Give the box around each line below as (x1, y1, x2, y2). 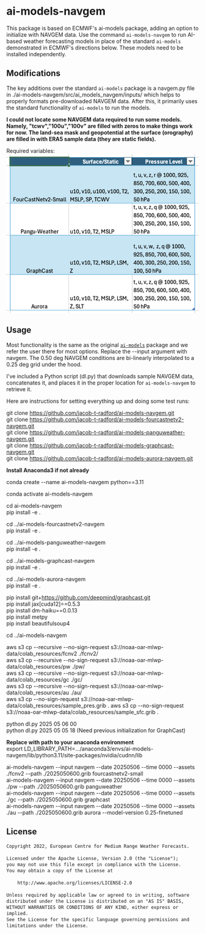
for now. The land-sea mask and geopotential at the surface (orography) (6, 128, 193, 136)
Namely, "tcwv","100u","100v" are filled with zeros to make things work (6, 122, 193, 130)
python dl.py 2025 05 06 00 (6, 720, 77, 727)
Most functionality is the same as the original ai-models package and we (6, 341, 188, 348)
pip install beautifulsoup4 (6, 619, 70, 627)
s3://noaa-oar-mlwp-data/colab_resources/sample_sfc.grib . (6, 708, 159, 716)
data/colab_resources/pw (6, 663, 71, 670)
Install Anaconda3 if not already (6, 466, 90, 474)
